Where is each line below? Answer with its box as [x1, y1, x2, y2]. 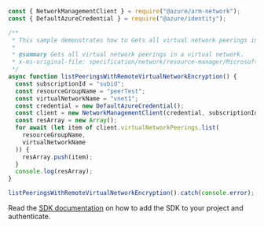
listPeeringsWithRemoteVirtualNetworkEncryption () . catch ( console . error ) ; [8, 189, 255, 197]
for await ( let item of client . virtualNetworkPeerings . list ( [15, 124, 220, 132]
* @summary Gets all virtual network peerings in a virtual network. [11, 51, 244, 59]
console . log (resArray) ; [15, 167, 93, 176]
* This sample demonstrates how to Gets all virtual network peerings [11, 36, 247, 44]
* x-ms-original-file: [11, 58, 86, 66]
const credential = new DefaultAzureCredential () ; [15, 102, 185, 110]
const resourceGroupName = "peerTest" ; [15, 87, 146, 95]
